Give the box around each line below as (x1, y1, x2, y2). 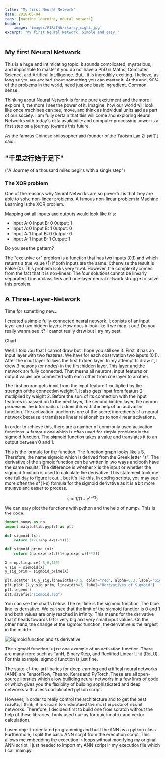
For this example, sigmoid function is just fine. (5, 656, 98, 662)
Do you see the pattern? (5, 245, 54, 251)
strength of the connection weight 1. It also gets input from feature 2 (5, 388, 143, 394)
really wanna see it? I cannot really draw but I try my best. (5, 328, 122, 334)
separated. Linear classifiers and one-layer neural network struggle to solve (5, 275, 159, 281)
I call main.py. (5, 747, 33, 753)
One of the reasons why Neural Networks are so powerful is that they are (5, 190, 153, 196)
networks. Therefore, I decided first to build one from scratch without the (5, 706, 153, 712)
